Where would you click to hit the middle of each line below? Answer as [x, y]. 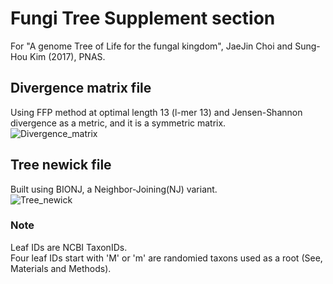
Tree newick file [61, 165]
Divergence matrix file [81, 88]
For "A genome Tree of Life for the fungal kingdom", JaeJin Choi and [151, 46]
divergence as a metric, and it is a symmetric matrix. [118, 123]
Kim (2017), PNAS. [67, 56]
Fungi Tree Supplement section [143, 18]
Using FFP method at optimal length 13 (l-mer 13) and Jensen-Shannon [156, 112]
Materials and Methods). [61, 268]
